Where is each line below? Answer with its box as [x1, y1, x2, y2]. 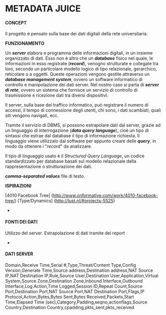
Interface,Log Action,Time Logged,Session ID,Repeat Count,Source [5, 283, 143, 289]
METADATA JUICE [5, 3, 81, 14]
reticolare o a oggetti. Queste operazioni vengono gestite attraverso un [5, 71, 150, 77]
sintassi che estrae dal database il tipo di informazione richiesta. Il [5, 133, 140, 139]
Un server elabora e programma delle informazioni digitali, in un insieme [5, 50, 153, 56]
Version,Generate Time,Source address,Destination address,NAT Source [5, 267, 153, 273]
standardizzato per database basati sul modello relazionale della [5, 158, 136, 164]
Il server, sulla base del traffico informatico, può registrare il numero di [5, 102, 149, 108]
